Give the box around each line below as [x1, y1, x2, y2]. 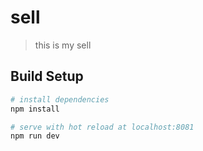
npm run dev [10, 131, 60, 141]
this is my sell [34, 39, 92, 51]
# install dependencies [10, 94, 110, 105]
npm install [10, 104, 60, 114]
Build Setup [10, 68, 84, 85]
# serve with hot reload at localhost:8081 [10, 122, 195, 132]
